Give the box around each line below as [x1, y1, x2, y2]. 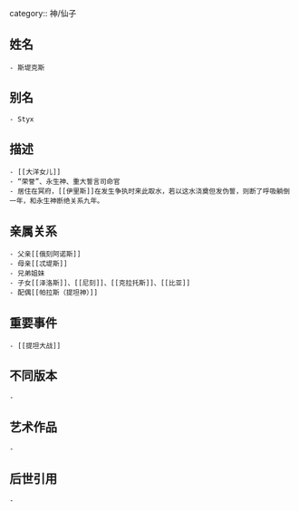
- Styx [9, 114, 34, 124]
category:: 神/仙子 [9, 8, 77, 18]
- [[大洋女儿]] [9, 168, 62, 177]
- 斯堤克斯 [9, 63, 45, 72]
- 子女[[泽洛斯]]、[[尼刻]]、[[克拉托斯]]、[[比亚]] [9, 279, 191, 288]
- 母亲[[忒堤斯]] [9, 259, 68, 269]
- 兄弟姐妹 [9, 269, 45, 278]
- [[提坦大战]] [9, 342, 62, 351]
